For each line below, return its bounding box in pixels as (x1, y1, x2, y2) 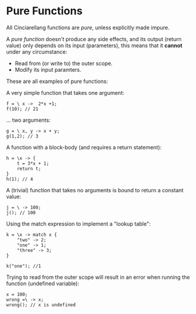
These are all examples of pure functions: (6, 78, 108, 85)
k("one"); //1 (6, 263, 42, 269)
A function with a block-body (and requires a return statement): (6, 143, 162, 150)
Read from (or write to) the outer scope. (14, 60, 113, 67)
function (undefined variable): (6, 279, 79, 287)
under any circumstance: (6, 48, 67, 55)
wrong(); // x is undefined (6, 301, 76, 308)
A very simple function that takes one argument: (6, 89, 125, 96)
